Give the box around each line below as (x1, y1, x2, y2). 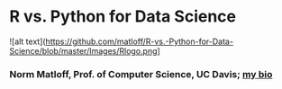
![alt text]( (9, 36, 47, 47)
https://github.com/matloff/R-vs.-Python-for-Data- (45, 36, 234, 47)
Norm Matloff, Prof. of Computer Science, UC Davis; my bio (9, 67, 273, 80)
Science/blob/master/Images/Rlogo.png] (9, 45, 160, 56)
